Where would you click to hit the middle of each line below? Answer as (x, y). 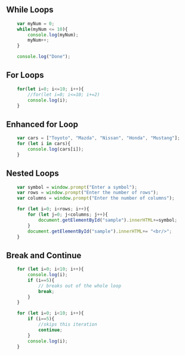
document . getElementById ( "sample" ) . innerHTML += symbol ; (108, 220)
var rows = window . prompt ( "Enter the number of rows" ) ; (88, 193)
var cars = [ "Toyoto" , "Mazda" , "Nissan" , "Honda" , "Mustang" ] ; (98, 138)
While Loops (30, 10)
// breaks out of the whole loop (79, 286)
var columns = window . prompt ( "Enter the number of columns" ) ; (96, 198)
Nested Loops (33, 174)
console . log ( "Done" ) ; (44, 57)
